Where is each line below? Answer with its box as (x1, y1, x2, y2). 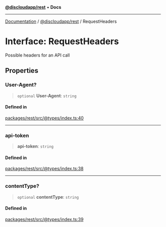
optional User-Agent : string (17, 93, 77, 99)
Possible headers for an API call (5, 52, 70, 58)
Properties (5, 66, 39, 75)
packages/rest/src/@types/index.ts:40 (5, 115, 84, 121)
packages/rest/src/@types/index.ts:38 (5, 166, 84, 171)
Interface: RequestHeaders (5, 36, 119, 47)
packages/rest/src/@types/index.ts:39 (5, 216, 84, 222)
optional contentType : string (17, 194, 79, 200)
